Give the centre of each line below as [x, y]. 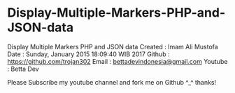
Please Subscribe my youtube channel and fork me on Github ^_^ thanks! [112, 82]
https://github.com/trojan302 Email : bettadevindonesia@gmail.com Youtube [117, 61]
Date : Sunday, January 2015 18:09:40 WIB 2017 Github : [88, 54]
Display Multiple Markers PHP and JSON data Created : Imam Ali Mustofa [113, 46]
